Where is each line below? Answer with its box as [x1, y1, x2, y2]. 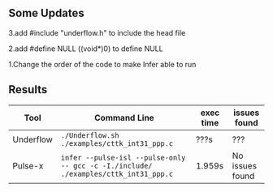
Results [8, 83, 48, 96]
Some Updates [8, 6, 85, 20]
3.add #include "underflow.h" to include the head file [8, 28, 186, 37]
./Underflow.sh [60, 130, 119, 140]
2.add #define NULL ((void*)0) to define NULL [8, 44, 164, 53]
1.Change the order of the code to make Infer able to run [8, 59, 197, 69]
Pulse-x [12, 160, 44, 171]
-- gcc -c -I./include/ [60, 161, 153, 170]
